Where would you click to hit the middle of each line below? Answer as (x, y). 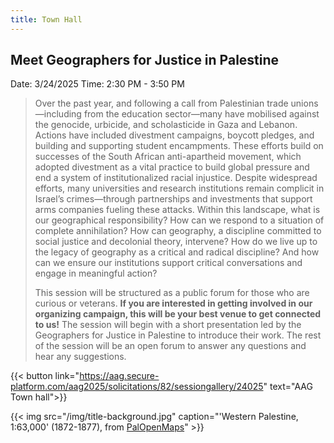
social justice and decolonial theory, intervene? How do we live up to (176, 242)
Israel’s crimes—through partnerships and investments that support (173, 199)
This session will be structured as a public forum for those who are (172, 293)
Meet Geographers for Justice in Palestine (145, 60)
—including (58, 114)
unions (304, 103)
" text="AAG (288, 387)
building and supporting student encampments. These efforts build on (179, 146)
